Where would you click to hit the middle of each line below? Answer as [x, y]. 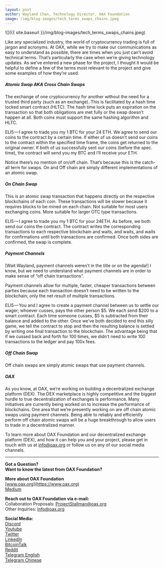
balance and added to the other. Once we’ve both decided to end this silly [79, 321]
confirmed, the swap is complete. [39, 242]
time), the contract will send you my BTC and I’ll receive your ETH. [72, 153]
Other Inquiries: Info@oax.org [35, 509]
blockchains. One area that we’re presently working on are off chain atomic [81, 410]
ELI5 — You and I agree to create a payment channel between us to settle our [82, 306]
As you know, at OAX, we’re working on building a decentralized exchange [80, 389]
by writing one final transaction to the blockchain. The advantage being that [81, 331]
